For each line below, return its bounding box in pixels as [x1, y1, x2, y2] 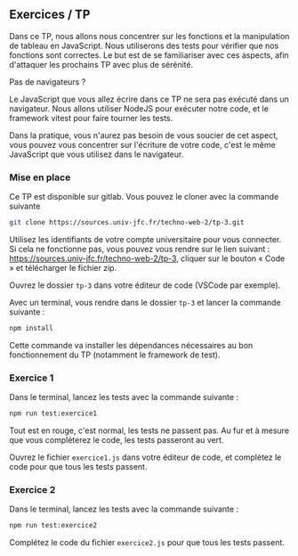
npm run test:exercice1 [9, 409, 98, 418]
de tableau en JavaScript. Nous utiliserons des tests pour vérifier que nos [9, 40, 279, 51]
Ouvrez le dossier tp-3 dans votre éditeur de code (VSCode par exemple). [9, 280, 281, 290]
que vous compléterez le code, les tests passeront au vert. [9, 435, 224, 446]
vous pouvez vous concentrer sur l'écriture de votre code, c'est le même [9, 139, 276, 150]
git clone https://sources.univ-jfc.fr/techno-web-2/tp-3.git [9, 218, 245, 227]
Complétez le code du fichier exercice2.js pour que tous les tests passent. [9, 537, 285, 548]
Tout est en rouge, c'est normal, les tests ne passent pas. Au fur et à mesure [9, 425, 290, 436]
